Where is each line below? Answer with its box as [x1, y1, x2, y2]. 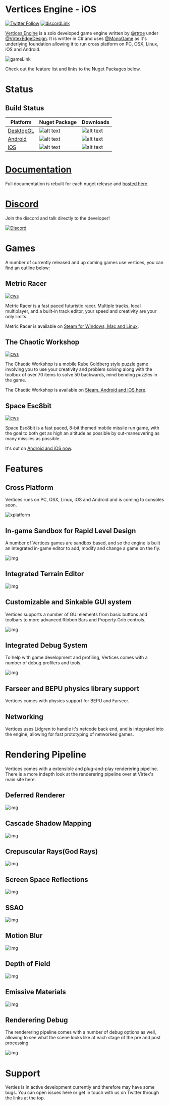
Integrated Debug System [5, 641, 88, 650]
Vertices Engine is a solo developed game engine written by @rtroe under [5, 30, 159, 36]
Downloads [81, 118, 109, 125]
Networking [5, 712, 44, 721]
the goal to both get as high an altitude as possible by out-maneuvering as [5, 430, 160, 436]
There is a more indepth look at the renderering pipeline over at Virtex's [5, 771, 154, 777]
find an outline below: [5, 265, 50, 271]
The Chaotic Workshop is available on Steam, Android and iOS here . [5, 387, 147, 393]
